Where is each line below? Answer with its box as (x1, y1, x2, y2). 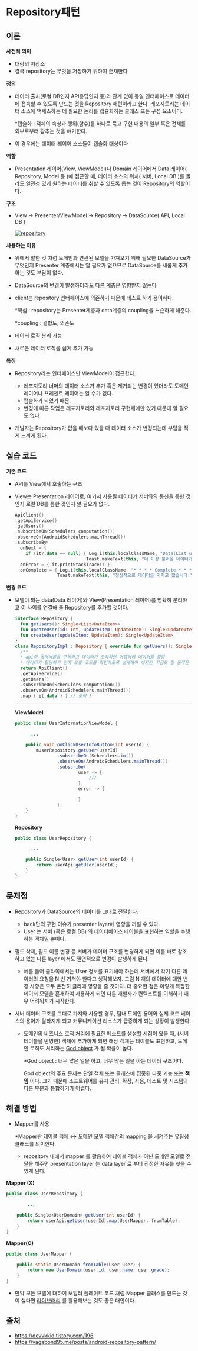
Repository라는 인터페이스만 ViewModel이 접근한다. (14, 370, 136, 376)
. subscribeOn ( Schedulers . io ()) (57, 753, 134, 759)
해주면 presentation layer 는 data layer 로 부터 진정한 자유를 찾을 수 (34, 1160, 192, 1168)
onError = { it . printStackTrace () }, (20, 562, 113, 568)
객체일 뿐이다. (34, 935, 67, 942)
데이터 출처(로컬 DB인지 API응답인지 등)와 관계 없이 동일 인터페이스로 (14, 93, 174, 99)
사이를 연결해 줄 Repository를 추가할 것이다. (27, 604, 129, 611)
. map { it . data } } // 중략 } (20, 693, 92, 699)
